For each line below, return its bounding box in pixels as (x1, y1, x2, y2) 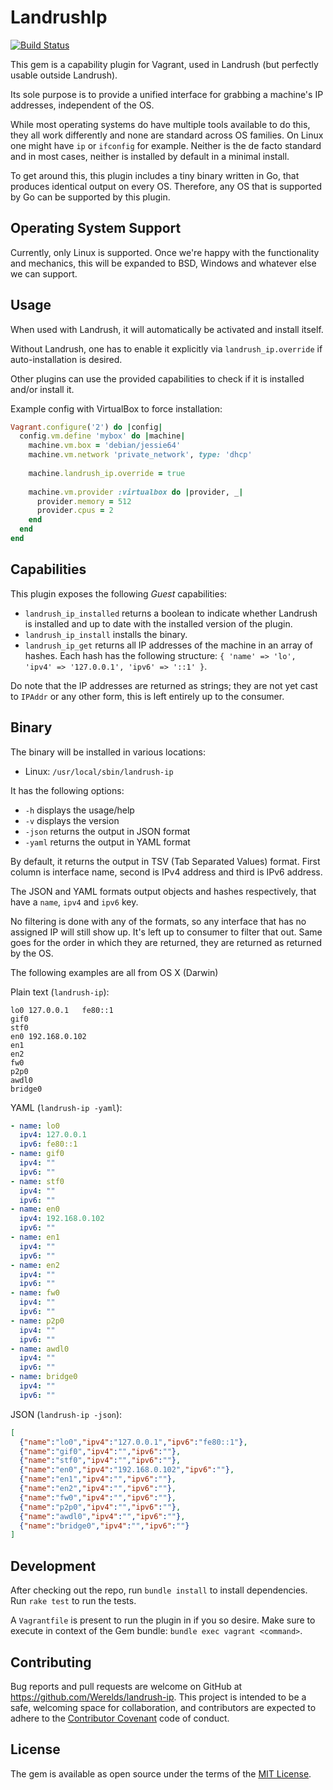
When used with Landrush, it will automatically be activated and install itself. (10, 323, 324, 335)
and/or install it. (10, 383, 75, 395)
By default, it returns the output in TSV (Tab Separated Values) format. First (10, 855, 321, 867)
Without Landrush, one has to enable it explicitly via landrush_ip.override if (10, 342, 323, 355)
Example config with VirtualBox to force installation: (10, 402, 223, 415)
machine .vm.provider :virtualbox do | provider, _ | (28, 487, 244, 497)
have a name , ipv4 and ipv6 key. (10, 896, 139, 908)
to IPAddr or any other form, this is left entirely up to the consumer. (10, 690, 285, 702)
